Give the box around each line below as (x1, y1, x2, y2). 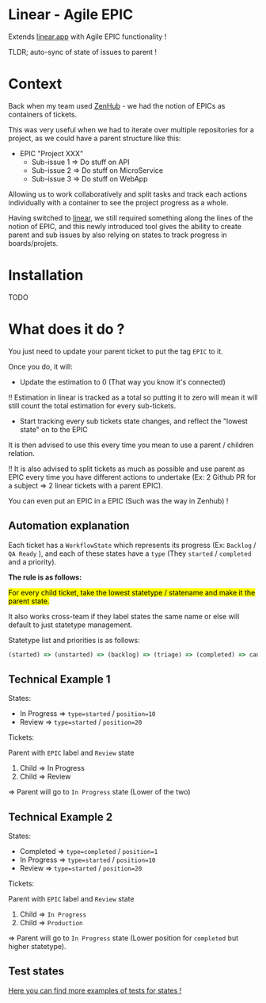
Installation (8, 266, 84, 285)
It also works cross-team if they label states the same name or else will (8, 611, 240, 621)
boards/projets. (8, 238, 59, 247)
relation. (8, 448, 36, 457)
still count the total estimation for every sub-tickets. (8, 400, 177, 410)
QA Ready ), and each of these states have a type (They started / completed (8, 549, 252, 558)
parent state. (8, 596, 50, 606)
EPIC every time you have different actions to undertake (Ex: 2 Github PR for (8, 472, 256, 481)
